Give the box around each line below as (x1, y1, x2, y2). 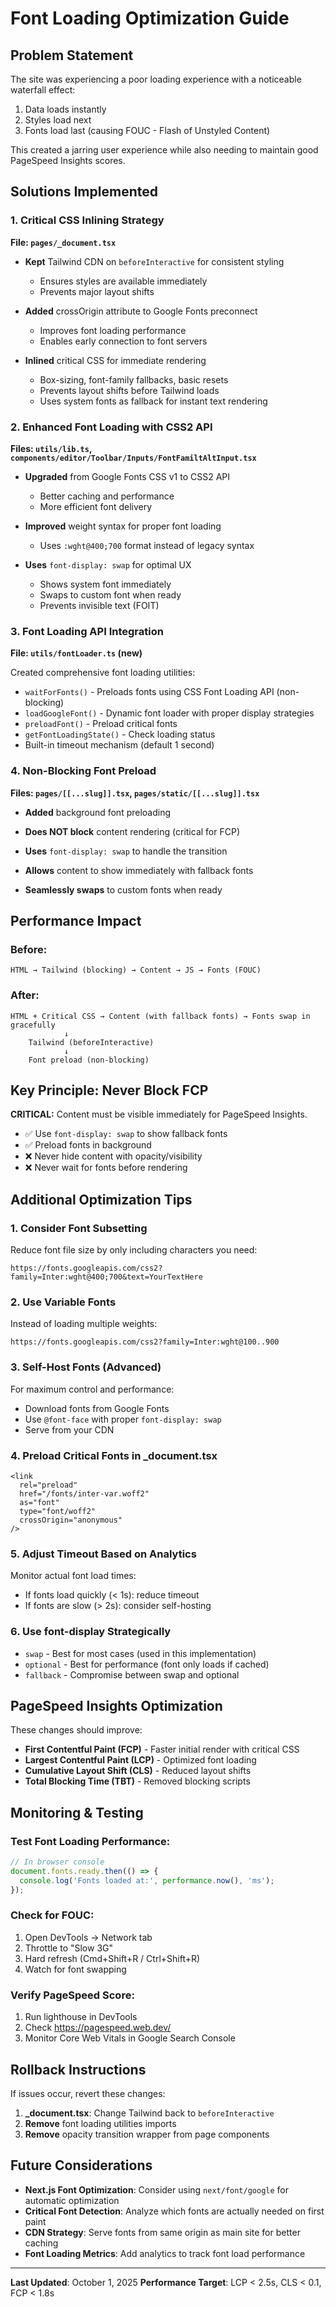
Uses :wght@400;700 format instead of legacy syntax (39, 539, 255, 551)
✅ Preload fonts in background (24, 1139, 152, 1151)
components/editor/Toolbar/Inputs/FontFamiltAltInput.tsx (10, 453, 257, 463)
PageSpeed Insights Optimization (10, 1697, 223, 1714)
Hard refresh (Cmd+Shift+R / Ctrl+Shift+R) (24, 1952, 201, 1964)
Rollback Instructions (10, 2061, 147, 2078)
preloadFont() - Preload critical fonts (24, 718, 178, 730)
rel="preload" (19, 1480, 78, 1490)
